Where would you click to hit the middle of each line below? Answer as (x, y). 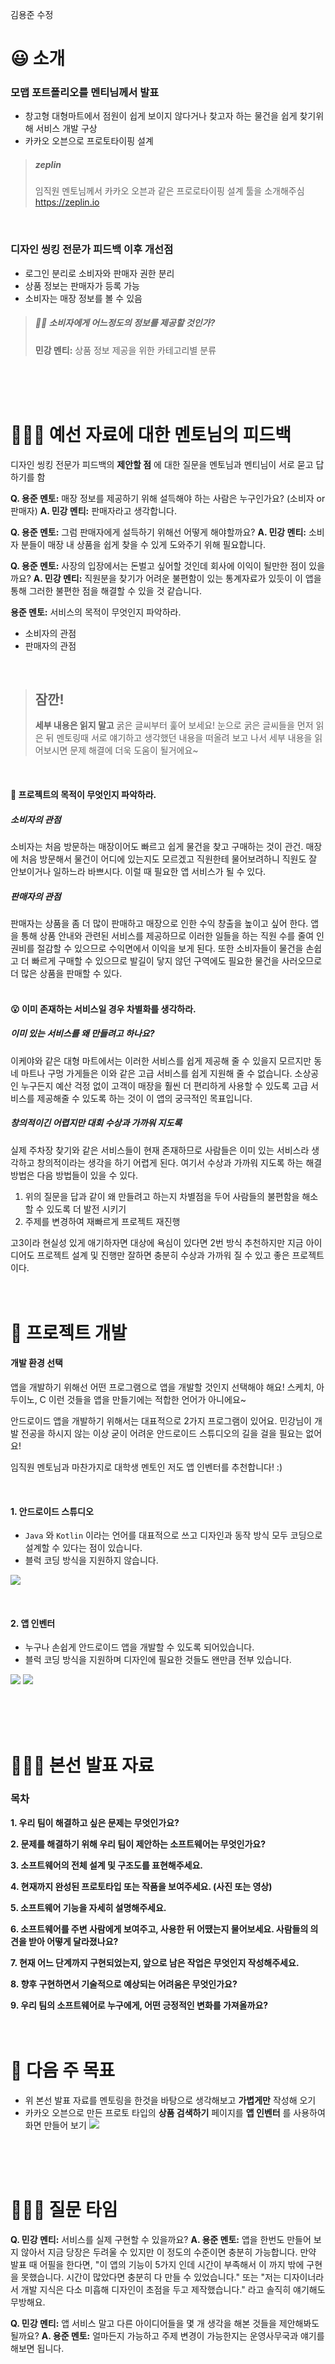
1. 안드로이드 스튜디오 (52, 1511)
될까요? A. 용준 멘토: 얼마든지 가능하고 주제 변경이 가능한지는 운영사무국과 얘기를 (167, 2335)
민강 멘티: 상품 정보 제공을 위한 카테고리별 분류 (125, 350)
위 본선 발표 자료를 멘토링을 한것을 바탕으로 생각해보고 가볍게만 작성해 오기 (170, 2100)
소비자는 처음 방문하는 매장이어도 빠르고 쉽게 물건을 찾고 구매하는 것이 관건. (157, 847)
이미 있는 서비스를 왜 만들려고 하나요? (82, 1034)
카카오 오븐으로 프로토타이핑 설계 (89, 141)
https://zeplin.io (67, 202)
